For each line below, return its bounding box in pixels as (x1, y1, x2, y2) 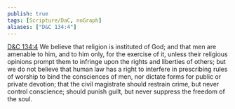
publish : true (7, 10, 49, 18)
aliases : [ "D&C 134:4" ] (7, 23, 77, 30)
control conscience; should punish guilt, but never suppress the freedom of (7, 87, 226, 96)
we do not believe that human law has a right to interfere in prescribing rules (7, 65, 228, 74)
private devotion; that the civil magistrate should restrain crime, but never (7, 80, 220, 89)
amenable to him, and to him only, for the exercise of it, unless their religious (7, 50, 228, 58)
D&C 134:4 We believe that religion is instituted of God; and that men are (7, 43, 217, 51)
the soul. (7, 95, 33, 103)
